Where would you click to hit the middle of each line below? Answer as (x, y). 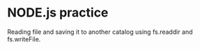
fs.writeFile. (24, 39)
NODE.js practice (58, 13)
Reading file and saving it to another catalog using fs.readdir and (100, 32)
